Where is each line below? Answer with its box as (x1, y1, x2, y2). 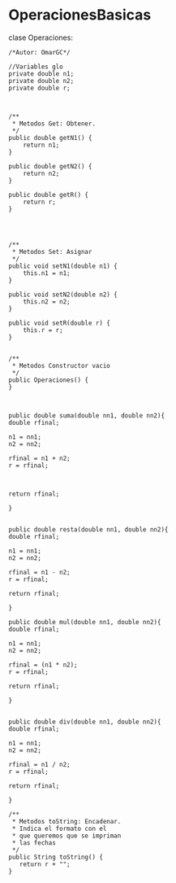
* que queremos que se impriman (11, 832, 122, 840)
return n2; (23, 169, 60, 177)
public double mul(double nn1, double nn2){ (8, 618, 161, 626)
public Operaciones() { (8, 376, 89, 384)
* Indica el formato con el (11, 824, 107, 833)
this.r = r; (23, 326, 63, 334)
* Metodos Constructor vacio (11, 361, 111, 369)
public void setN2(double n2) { (8, 291, 118, 299)
